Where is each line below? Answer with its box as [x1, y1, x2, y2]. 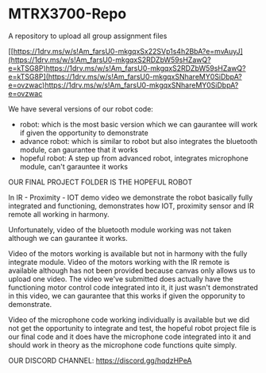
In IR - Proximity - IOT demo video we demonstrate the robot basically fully [8, 192, 253, 202]
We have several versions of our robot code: [8, 104, 153, 114]
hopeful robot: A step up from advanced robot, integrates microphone [19, 153, 249, 163]
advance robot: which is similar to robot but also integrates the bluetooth [19, 136, 258, 146]
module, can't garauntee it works [19, 161, 129, 171]
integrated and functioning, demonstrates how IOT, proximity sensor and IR [8, 200, 254, 211]
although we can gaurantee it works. [8, 233, 129, 243]
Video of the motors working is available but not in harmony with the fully [8, 248, 248, 258]
